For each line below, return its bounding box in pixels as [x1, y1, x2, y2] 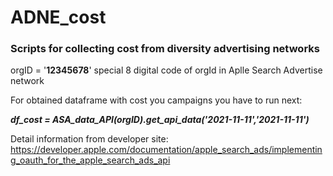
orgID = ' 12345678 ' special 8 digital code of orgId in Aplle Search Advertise [10, 64, 323, 76]
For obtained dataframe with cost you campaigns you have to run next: [10, 94, 303, 106]
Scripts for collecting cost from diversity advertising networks [10, 42, 320, 56]
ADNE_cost [10, 6, 107, 29]
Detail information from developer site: [10, 133, 169, 145]
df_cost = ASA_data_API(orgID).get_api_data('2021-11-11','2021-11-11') [10, 114, 310, 126]
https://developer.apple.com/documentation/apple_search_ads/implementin [10, 144, 323, 156]
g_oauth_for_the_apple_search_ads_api [10, 154, 171, 166]
